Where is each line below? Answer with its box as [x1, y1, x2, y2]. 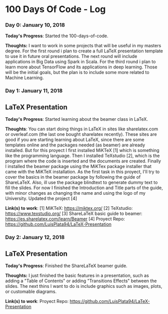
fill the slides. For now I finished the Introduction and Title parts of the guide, [5, 185, 163, 191]
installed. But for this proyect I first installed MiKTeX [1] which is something [5, 147, 159, 153]
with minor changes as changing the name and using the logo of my [5, 190, 146, 196]
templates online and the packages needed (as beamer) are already [5, 142, 145, 148]
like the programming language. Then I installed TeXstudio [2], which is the [5, 152, 160, 159]
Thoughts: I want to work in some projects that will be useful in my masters [5, 43, 161, 49]
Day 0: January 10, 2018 [5, 22, 65, 29]
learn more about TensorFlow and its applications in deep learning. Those [5, 64, 157, 70]
